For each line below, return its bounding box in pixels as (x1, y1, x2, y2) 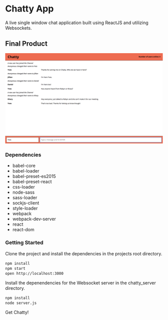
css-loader (12, 184, 35, 190)
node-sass (12, 189, 35, 196)
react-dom (12, 227, 34, 233)
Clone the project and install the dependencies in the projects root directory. (5, 250, 162, 256)
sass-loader (12, 195, 37, 201)
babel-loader (12, 168, 39, 174)
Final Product (5, 40, 47, 48)
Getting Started (5, 239, 43, 246)
